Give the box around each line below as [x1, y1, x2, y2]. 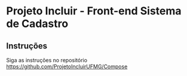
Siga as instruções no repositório [6, 57, 88, 63]
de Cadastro [6, 17, 69, 31]
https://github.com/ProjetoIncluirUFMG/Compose [6, 63, 128, 70]
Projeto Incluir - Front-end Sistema [6, 4, 182, 18]
